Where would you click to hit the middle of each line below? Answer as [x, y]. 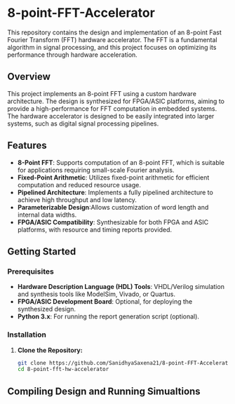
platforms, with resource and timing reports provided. [94, 229]
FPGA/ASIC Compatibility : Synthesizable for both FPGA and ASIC [113, 222]
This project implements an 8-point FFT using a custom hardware [102, 93]
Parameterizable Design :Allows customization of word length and [113, 207]
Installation [27, 335]
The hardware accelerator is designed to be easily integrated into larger [111, 116]
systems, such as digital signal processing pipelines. [83, 123]
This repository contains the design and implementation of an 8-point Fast [115, 32]
